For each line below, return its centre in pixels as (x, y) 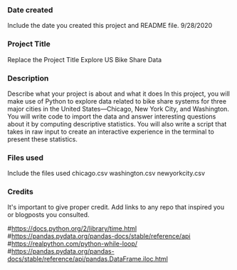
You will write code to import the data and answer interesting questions (112, 116)
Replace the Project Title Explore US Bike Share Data (85, 59)
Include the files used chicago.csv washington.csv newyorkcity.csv (106, 174)
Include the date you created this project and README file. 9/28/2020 (110, 26)
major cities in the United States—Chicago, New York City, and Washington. (118, 109)
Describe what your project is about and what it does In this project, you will (118, 94)
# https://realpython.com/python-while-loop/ (72, 244)
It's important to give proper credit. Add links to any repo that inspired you (116, 207)
